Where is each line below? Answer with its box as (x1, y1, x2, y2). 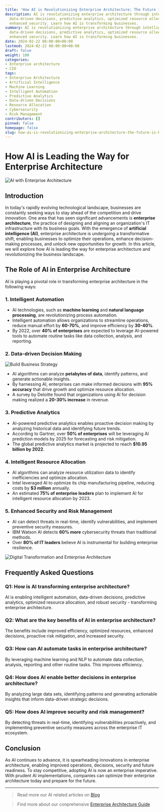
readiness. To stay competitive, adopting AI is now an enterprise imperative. (5, 767, 158, 773)
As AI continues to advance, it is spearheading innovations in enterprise (5, 757, 150, 763)
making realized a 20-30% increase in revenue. (12, 397, 109, 403)
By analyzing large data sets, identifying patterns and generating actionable (5, 691, 158, 697)
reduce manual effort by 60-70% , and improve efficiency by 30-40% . (12, 323, 154, 329)
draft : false (5, 48, 32, 53)
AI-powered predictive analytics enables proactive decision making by (12, 420, 154, 426)
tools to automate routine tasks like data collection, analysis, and (12, 333, 143, 339)
